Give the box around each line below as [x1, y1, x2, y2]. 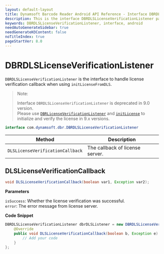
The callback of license [87, 144, 141, 151]
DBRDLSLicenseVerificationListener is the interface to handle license [5, 76, 144, 82]
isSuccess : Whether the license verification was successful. [5, 198, 125, 204]
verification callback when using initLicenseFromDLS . [5, 81, 112, 87]
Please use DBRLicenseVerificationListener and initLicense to [17, 110, 145, 116]
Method [36, 136, 55, 143]
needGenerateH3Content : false [5, 30, 67, 35]
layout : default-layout [5, 7, 54, 12]
